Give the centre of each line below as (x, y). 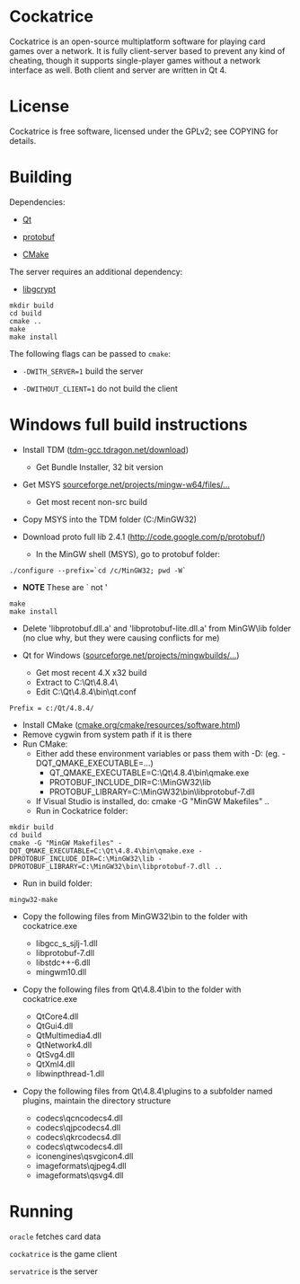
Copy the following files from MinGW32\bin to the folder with (135, 916)
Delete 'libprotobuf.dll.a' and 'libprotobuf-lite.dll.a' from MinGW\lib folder (157, 628)
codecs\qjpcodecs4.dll (78, 1127)
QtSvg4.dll (55, 1054)
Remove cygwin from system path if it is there (107, 734)
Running (41, 1211)
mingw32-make (34, 899)
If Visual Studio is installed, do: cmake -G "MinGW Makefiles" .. (152, 801)
